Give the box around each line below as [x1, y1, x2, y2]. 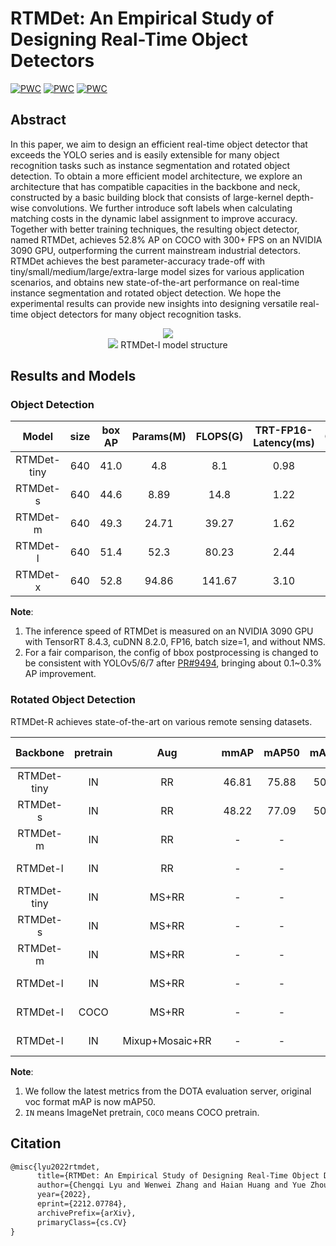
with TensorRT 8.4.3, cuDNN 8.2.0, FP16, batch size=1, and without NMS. [24, 636, 326, 648]
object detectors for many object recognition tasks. [30, 308, 242, 320]
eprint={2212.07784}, [36, 1199, 128, 1209]
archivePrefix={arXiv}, [36, 1208, 137, 1218]
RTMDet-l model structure [120, 338, 228, 351]
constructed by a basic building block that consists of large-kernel [10, 191, 284, 203]
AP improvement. [24, 668, 97, 680]
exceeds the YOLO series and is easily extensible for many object [10, 148, 280, 161]
